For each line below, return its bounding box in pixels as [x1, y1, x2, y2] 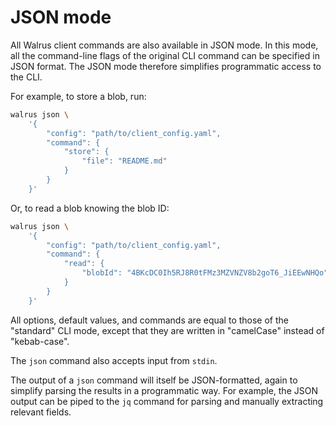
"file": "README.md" [81, 156, 168, 166]
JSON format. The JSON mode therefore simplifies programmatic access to [10, 60, 322, 72]
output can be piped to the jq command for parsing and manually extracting [10, 395, 324, 407]
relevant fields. [10, 406, 72, 418]
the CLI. [10, 71, 43, 83]
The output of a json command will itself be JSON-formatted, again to [10, 374, 298, 386]
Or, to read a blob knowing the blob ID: [10, 202, 170, 214]
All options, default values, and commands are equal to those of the [10, 314, 289, 326]
